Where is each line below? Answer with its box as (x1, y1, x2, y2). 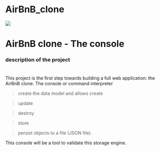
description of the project (5, 56, 70, 63)
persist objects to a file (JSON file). (17, 130, 92, 136)
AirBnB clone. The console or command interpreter (5, 81, 113, 87)
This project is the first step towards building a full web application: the (5, 75, 155, 81)
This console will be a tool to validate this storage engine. (5, 140, 127, 146)
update (17, 100, 33, 107)
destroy (17, 110, 34, 116)
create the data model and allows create (17, 90, 104, 96)
